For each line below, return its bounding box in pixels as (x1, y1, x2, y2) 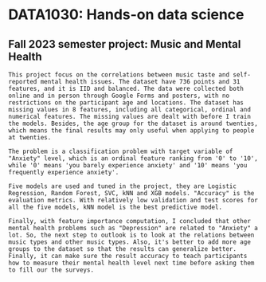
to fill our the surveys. (8, 266, 94, 274)
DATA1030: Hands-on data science (8, 6, 244, 24)
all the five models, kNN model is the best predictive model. (8, 203, 223, 211)
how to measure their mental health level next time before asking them (8, 259, 255, 267)
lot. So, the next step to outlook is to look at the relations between (8, 231, 255, 239)
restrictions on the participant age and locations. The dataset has (8, 99, 244, 107)
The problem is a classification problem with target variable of (8, 147, 233, 155)
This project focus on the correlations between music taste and (8, 71, 229, 79)
